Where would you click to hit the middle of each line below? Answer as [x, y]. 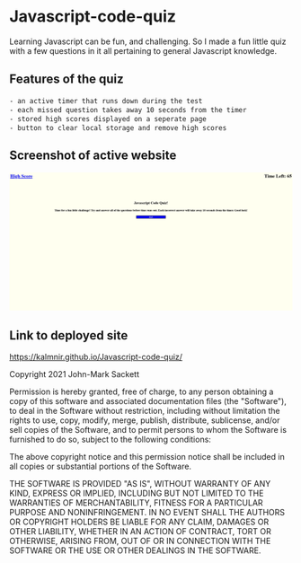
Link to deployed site [69, 335]
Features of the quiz [66, 79]
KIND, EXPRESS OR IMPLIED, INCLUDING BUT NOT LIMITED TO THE [137, 493]
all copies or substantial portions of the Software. [100, 466]
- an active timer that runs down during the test [106, 101]
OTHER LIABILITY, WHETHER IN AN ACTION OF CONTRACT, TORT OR [140, 532]
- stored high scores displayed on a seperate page [108, 119]
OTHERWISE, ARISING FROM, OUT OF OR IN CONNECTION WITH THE [140, 541]
